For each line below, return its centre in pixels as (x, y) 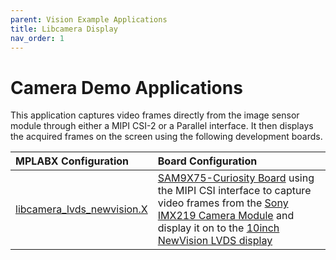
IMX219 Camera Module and (226, 216)
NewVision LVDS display (215, 241)
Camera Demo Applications (126, 87)
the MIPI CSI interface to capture (234, 191)
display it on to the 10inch (218, 228)
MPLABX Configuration (72, 161)
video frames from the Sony (223, 203)
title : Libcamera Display (64, 29)
